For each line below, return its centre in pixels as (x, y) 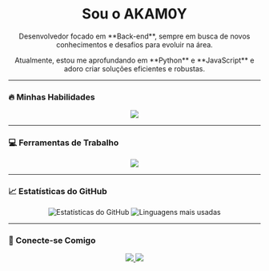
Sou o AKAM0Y (134, 14)
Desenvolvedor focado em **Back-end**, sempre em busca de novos (134, 36)
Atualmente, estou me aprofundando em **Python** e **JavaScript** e (134, 60)
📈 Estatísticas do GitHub (58, 192)
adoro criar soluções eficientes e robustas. (134, 68)
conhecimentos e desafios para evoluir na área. (134, 44)
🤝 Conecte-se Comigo (52, 240)
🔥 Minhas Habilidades (52, 97)
